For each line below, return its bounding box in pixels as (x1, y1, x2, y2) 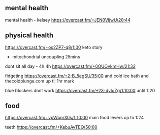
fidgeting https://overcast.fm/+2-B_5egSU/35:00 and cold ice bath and (5, 73, 149, 79)
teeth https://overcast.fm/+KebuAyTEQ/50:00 (5, 124, 97, 130)
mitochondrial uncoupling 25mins (12, 54, 80, 59)
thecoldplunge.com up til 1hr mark (5, 78, 74, 84)
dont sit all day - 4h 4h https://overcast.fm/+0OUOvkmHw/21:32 (5, 63, 136, 69)
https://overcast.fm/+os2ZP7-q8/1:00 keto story (5, 44, 103, 50)
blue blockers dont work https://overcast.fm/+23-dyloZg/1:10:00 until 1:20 (5, 87, 155, 93)
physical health (5, 31, 54, 40)
